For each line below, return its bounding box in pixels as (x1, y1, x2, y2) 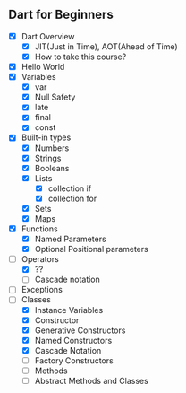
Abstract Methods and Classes (34, 375, 148, 386)
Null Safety (34, 92, 76, 102)
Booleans (34, 162, 70, 173)
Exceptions (21, 284, 63, 295)
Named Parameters (34, 233, 106, 245)
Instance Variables (34, 304, 104, 315)
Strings (34, 153, 62, 163)
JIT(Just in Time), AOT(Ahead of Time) (34, 40, 178, 52)
